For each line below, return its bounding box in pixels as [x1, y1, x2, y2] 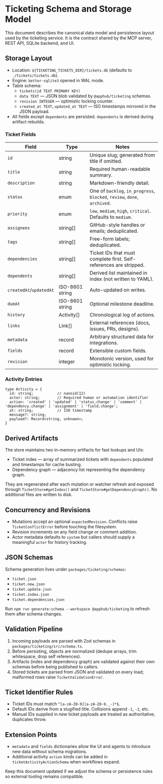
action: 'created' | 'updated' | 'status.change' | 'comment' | [9, 400, 142, 404]
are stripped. [115, 261, 145, 268]
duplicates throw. [12, 716, 47, 722]
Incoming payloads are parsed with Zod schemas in [12, 638, 115, 644]
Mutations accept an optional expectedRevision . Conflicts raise [12, 519, 138, 524]
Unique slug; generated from [89, 152, 155, 158]
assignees [7, 225, 30, 231]
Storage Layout [5, 54, 52, 63]
